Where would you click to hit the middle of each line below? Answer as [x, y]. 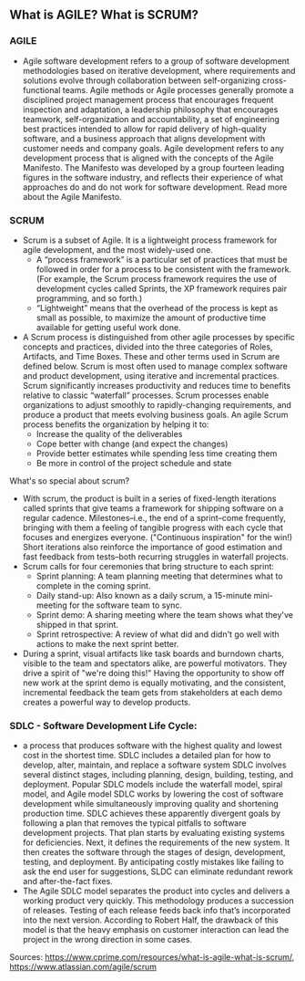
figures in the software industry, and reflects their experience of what [153, 177]
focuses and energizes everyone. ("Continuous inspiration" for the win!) [158, 537]
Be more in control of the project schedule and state [134, 463]
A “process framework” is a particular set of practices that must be [162, 259]
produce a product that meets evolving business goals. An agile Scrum [155, 414]
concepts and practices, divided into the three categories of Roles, [147, 347]
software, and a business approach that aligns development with [144, 138]
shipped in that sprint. [77, 624]
